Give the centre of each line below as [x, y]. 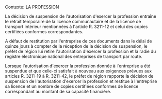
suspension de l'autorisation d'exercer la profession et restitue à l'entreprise [81, 81]
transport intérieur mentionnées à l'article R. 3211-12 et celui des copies [76, 27]
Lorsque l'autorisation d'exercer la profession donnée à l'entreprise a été [78, 66]
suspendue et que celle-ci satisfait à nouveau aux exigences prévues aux [78, 71]
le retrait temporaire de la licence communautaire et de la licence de [73, 21]
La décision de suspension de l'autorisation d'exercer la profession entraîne [81, 16]
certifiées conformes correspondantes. [44, 32]
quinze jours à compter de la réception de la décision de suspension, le [76, 46]
